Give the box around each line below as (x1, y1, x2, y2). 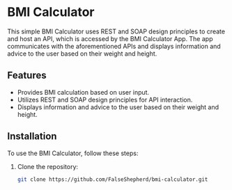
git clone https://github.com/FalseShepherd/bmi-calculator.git (17, 175, 208, 183)
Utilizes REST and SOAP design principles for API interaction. (17, 95, 193, 104)
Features (7, 70, 47, 81)
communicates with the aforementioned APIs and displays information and (7, 42, 221, 50)
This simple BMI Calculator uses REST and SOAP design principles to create (7, 27, 225, 35)
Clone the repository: (17, 162, 79, 171)
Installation (7, 130, 57, 143)
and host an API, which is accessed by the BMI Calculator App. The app (7, 34, 213, 42)
